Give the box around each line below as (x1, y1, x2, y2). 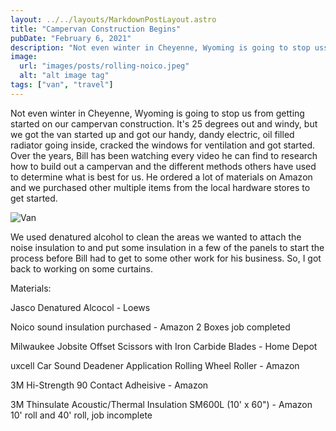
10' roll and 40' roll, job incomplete (10, 409, 153, 421)
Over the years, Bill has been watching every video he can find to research (10, 149, 318, 161)
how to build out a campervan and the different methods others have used (10, 160, 317, 172)
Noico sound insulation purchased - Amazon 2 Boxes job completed (10, 321, 291, 333)
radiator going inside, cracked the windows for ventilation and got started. (10, 139, 315, 151)
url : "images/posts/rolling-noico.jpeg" (19, 61, 190, 71)
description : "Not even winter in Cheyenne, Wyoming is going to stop (10, 42, 311, 53)
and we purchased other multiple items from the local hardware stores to (10, 181, 311, 193)
